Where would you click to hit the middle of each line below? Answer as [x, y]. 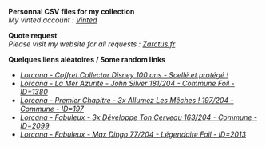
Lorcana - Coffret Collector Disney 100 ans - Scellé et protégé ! [124, 75]
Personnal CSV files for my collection [71, 12]
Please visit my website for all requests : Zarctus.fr [92, 44]
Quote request [33, 36]
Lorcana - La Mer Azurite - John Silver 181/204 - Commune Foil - [127, 83]
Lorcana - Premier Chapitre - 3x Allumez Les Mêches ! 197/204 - [127, 100]
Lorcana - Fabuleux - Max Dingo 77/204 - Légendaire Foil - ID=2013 [133, 134]
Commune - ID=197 [52, 109]
